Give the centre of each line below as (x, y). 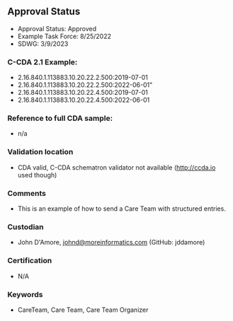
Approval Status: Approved (57, 28)
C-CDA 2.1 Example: (42, 62)
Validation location (40, 152)
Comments (27, 193)
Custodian (25, 227)
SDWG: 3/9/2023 (43, 43)
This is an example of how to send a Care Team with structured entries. (122, 209)
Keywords (25, 294)
